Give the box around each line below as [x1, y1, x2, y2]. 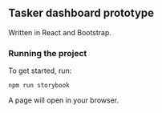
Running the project [8, 47, 87, 59]
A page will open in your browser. [8, 95, 119, 105]
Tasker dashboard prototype [8, 6, 155, 20]
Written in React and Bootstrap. [8, 27, 112, 37]
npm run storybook [8, 82, 70, 90]
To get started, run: [8, 66, 72, 75]
